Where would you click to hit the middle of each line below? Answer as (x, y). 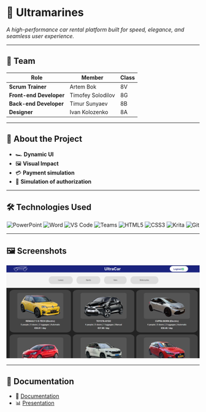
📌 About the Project (44, 139)
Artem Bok (83, 87)
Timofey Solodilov (92, 95)
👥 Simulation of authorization (53, 181)
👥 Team (21, 61)
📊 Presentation (35, 403)
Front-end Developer (37, 95)
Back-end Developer (36, 103)
